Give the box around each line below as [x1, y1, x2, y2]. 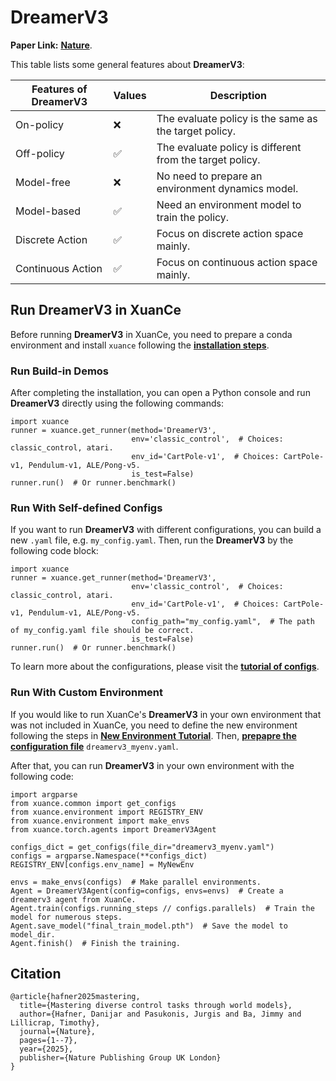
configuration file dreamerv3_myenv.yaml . [10, 740, 179, 752]
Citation [10, 966, 62, 983]
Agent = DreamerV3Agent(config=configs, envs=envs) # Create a [10, 886, 284, 896]
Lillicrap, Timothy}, [10, 1018, 101, 1028]
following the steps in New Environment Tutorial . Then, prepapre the [10, 729, 297, 741]
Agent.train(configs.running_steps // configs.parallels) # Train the [10, 903, 315, 913]
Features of [31, 82, 88, 96]
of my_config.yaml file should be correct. [10, 626, 195, 636]
